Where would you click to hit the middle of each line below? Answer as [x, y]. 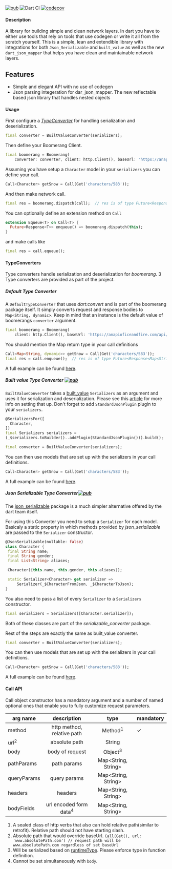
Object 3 [113, 751]
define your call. [22, 175]
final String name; [28, 551]
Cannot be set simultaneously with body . [55, 861]
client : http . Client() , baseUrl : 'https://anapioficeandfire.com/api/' [92, 335]
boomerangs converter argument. [41, 321]
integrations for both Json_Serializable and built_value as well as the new [85, 47]
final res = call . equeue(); [35, 251]
